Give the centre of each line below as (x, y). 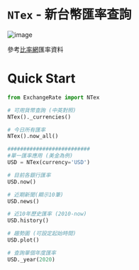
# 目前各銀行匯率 (29, 175)
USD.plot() (23, 240)
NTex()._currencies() (39, 117)
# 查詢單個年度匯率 (32, 253)
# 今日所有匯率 (27, 130)
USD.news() (23, 201)
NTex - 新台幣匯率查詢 (69, 15)
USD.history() (28, 221)
